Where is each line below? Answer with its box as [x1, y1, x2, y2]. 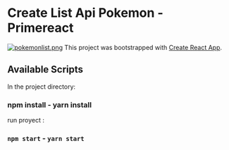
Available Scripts [7, 63, 83, 75]
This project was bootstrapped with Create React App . [64, 43, 223, 51]
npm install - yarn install [7, 100, 92, 110]
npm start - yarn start [7, 133, 85, 143]
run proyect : [7, 116, 44, 125]
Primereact [7, 20, 74, 36]
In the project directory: [7, 82, 76, 91]
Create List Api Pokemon [7, 5, 155, 21]
